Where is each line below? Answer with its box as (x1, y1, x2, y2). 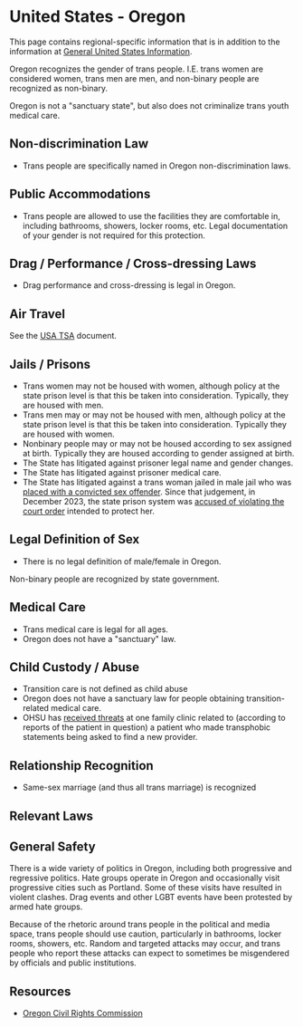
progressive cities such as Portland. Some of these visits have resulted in (9, 882, 282, 893)
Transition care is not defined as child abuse (22, 684, 188, 695)
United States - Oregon (9, 6, 186, 27)
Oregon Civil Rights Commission (22, 1008, 143, 1019)
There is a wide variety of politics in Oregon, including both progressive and (9, 863, 292, 874)
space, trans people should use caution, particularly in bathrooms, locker (9, 928, 282, 939)
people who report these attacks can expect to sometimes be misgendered (9, 948, 289, 959)
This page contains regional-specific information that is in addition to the (9, 36, 280, 47)
